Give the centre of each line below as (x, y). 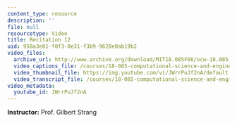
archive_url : (33, 60)
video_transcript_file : (48, 79)
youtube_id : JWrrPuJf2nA (50, 92)
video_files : (26, 53)
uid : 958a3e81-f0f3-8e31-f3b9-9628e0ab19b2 (72, 46)
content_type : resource (42, 14)
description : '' (31, 20)
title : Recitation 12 (39, 40)
